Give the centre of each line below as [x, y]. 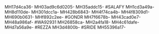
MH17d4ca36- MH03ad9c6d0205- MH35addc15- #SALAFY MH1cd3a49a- [79, 7]
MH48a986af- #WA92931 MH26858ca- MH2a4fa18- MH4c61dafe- [72, 22]
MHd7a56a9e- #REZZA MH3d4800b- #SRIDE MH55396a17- [65, 27]
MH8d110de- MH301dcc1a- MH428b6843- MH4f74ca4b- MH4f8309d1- [77, 12]
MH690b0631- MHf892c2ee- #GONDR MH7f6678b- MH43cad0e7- [73, 17]
